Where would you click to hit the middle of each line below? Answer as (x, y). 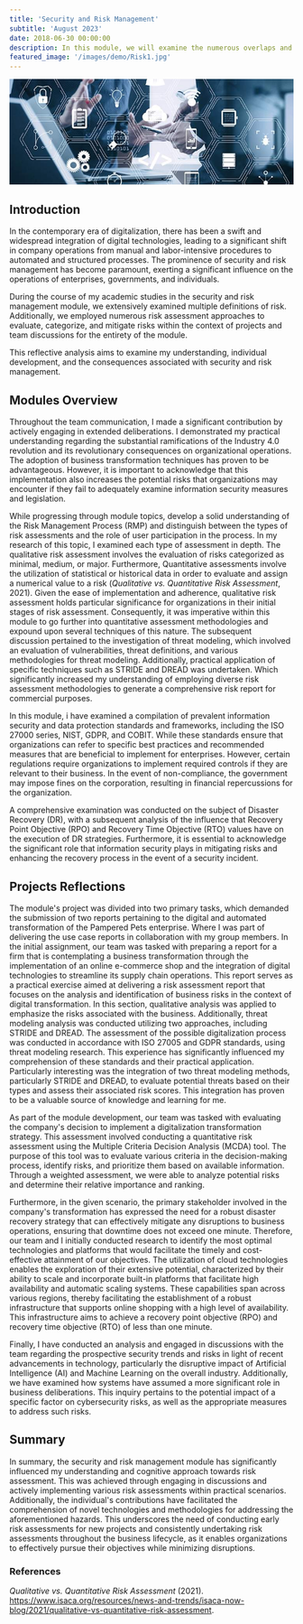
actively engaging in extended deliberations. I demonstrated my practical (145, 432)
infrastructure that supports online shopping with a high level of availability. (149, 1307)
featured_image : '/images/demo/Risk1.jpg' (90, 57)
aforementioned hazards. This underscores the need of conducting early (144, 1519)
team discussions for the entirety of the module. (98, 335)
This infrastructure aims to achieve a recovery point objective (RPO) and (143, 1317)
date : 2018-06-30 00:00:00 (60, 38)
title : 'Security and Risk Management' (84, 19)
